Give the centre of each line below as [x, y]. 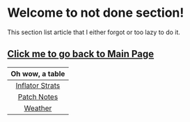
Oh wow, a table [38, 73]
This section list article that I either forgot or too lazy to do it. [94, 32]
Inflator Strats [38, 85]
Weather [38, 108]
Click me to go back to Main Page [81, 54]
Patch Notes [38, 97]
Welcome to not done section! [96, 13]
